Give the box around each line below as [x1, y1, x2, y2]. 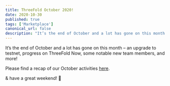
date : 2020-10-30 [5, 12, 42, 17]
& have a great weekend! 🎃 [5, 75, 62, 81]
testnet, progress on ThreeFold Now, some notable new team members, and [5, 50, 165, 56]
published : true [5, 17, 40, 22]
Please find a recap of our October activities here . [5, 65, 110, 71]
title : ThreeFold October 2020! [5, 7, 74, 13]
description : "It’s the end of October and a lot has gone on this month [5, 31, 165, 36]
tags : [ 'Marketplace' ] [5, 21, 53, 27]
